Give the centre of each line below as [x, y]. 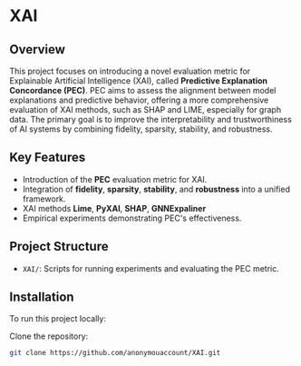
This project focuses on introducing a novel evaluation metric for [130, 71]
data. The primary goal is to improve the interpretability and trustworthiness [150, 119]
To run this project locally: [58, 319]
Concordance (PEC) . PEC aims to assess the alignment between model [143, 90]
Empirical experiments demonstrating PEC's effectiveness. [132, 218]
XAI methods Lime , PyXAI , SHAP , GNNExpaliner [114, 208]
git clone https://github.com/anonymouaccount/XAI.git [115, 353]
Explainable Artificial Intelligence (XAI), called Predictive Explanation [139, 81]
